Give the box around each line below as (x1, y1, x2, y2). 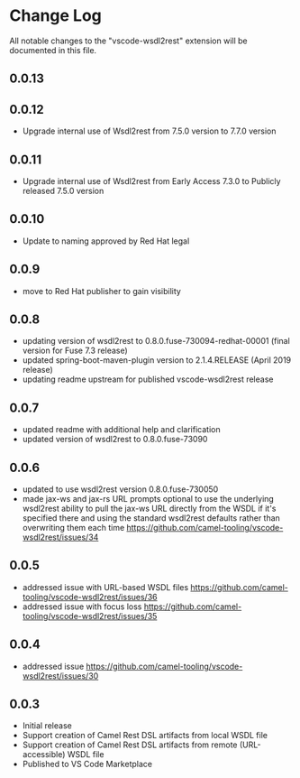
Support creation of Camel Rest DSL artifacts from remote (22, 739, 238, 750)
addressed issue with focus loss (22, 601, 142, 612)
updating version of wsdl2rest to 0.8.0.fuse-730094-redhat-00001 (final (22, 336, 290, 347)
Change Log (9, 5, 102, 26)
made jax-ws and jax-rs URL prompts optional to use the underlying (22, 494, 275, 505)
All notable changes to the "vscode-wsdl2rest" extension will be (9, 35, 248, 46)
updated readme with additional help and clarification (22, 424, 221, 435)
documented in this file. (9, 44, 97, 55)
